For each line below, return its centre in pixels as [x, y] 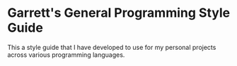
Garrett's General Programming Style [119, 13]
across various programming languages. [66, 55]
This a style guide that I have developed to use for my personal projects [112, 47]
